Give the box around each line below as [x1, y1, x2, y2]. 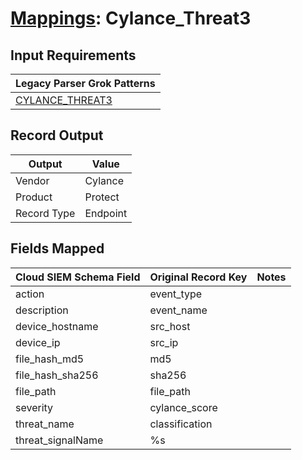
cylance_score [149, 400, 218, 414]
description [15, 303, 69, 317]
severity [15, 400, 54, 414]
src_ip [149, 335, 179, 349]
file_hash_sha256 [15, 368, 99, 382]
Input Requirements [10, 47, 137, 64]
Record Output [10, 127, 104, 144]
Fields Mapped [10, 240, 105, 257]
